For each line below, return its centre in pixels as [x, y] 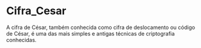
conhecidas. [22, 40]
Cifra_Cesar [36, 11]
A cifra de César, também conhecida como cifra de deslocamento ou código [101, 27]
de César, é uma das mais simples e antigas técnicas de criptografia [91, 33]
